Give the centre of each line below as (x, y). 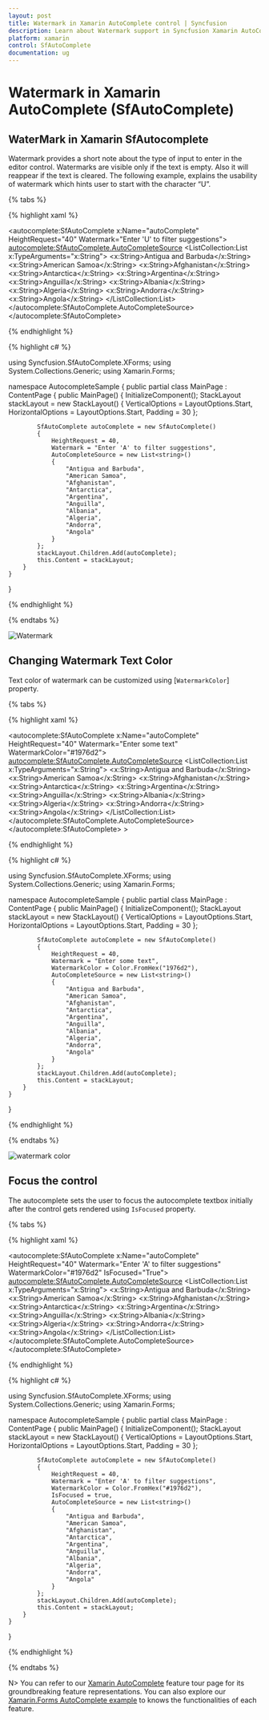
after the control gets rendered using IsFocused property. (102, 1208)
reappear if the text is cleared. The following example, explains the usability (133, 176)
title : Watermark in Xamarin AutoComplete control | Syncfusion (118, 23)
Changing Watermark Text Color (91, 661)
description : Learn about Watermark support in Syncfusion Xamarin (123, 30)
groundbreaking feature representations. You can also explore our (117, 1691)
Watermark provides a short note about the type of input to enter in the (125, 158)
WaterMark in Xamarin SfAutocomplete (108, 139)
